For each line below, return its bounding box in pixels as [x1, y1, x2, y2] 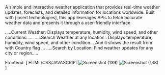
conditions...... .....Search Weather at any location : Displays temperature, [5, 34, 153, 40]
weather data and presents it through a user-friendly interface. [5, 20, 132, 25]
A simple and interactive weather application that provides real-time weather [5, 4, 160, 10]
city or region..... [5, 50, 38, 56]
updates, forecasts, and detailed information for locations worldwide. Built [5, 9, 155, 15]
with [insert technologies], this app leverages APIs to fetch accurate [5, 15, 142, 20]
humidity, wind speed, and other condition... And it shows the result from [5, 40, 153, 46]
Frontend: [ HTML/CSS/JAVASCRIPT [5, 60, 79, 65]
